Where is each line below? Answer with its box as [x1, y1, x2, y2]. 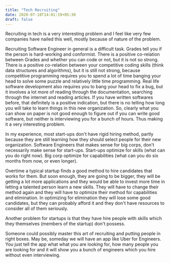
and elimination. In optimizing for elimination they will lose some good [5, 195, 151, 201]
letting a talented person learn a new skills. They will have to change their [5, 184, 159, 190]
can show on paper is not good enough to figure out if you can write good [5, 110, 160, 117]
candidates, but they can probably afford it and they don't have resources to [5, 200, 165, 206]
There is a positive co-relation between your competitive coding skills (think [5, 62, 164, 68]
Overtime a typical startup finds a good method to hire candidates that [5, 168, 152, 174]
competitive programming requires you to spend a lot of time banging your [5, 73, 161, 79]
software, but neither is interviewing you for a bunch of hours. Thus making [5, 116, 163, 122]
